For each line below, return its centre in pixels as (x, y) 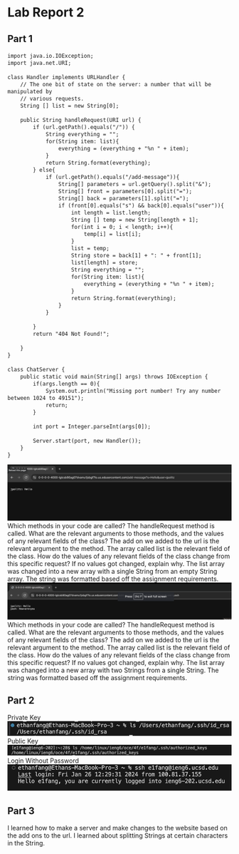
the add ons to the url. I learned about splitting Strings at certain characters (118, 835)
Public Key (23, 741)
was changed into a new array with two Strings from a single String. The (113, 670)
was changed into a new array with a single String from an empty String (112, 571)
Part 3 (21, 811)
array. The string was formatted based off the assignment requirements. (113, 579)
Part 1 (20, 39)
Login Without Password (43, 761)
